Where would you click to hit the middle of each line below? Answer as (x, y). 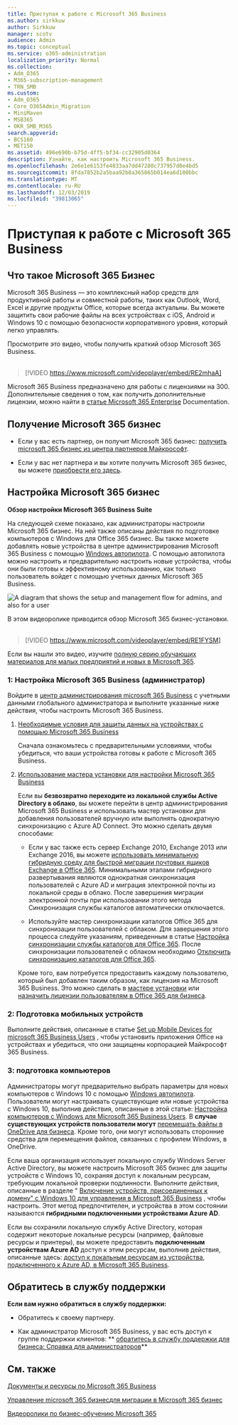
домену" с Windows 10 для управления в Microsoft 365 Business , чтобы (117, 1198)
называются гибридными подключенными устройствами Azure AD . (114, 1213)
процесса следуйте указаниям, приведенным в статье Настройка (129, 937)
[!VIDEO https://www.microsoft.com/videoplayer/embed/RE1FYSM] (123, 640)
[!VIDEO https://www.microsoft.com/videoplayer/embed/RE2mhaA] (123, 373)
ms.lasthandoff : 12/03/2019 (49, 193)
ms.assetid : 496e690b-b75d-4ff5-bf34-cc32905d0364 (84, 153)
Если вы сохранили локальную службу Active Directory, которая (105, 1227)
